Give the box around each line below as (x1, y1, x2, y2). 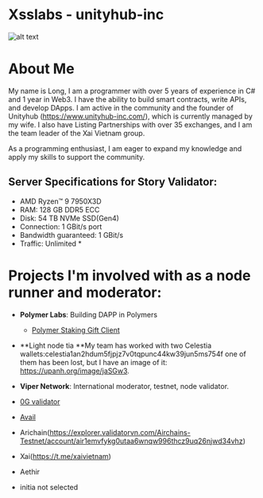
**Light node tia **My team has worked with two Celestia (19, 340, 212, 350)
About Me (8, 60, 75, 78)
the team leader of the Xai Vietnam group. (8, 128, 145, 138)
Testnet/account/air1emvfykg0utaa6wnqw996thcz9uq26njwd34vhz (19, 436, 244, 445)
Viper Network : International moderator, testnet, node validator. (19, 381, 229, 391)
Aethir (19, 467, 41, 477)
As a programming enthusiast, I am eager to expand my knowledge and (8, 143, 242, 153)
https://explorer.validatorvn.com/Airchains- (49, 427, 191, 437)
